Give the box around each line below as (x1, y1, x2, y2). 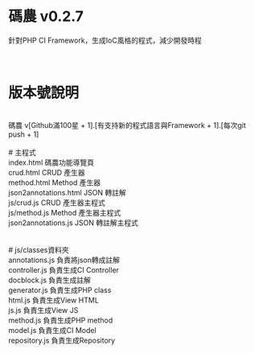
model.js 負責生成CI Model (8, 325, 96, 335)
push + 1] (8, 129, 39, 139)
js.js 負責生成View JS (8, 305, 79, 314)
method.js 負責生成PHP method (8, 315, 113, 325)
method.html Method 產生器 (8, 178, 101, 187)
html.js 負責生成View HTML (8, 295, 99, 305)
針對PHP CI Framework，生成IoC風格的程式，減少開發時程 (8, 35, 203, 45)
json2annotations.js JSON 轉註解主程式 (8, 218, 139, 228)
